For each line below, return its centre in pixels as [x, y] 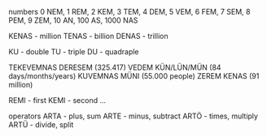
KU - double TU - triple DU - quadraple [74, 51]
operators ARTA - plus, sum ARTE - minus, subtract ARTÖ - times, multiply [133, 116]
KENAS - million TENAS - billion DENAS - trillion [88, 36]
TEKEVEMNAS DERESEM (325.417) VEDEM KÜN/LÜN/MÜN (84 [115, 67]
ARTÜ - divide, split [41, 124]
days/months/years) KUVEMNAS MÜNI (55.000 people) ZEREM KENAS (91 [134, 76]
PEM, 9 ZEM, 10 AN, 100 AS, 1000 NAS [73, 20]
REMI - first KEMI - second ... [57, 100]
